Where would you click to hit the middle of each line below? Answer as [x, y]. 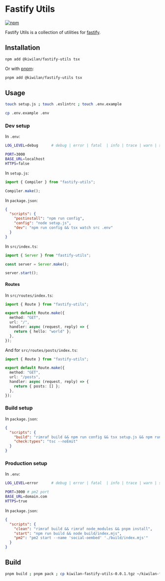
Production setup [26, 463]
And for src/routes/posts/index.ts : [41, 350]
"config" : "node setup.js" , [42, 223]
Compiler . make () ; [23, 191]
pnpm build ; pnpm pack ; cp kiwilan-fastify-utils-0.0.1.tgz [70, 574]
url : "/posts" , [25, 377]
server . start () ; [22, 273]
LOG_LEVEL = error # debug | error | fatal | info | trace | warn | [81, 483]
